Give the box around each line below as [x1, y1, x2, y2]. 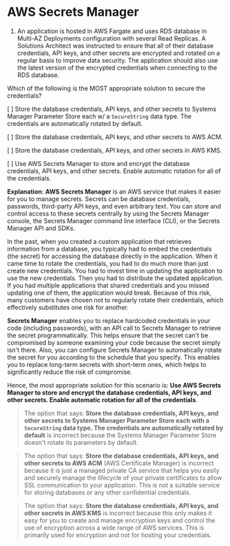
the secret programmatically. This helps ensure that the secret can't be [7, 331, 209, 339]
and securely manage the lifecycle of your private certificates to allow [23, 473, 222, 482]
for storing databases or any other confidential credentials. [23, 488, 191, 496]
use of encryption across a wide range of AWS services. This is [23, 523, 205, 532]
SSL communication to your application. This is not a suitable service [23, 481, 220, 489]
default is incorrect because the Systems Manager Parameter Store [23, 431, 217, 439]
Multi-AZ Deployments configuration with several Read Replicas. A [17, 34, 207, 42]
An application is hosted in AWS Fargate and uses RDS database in [17, 27, 207, 35]
